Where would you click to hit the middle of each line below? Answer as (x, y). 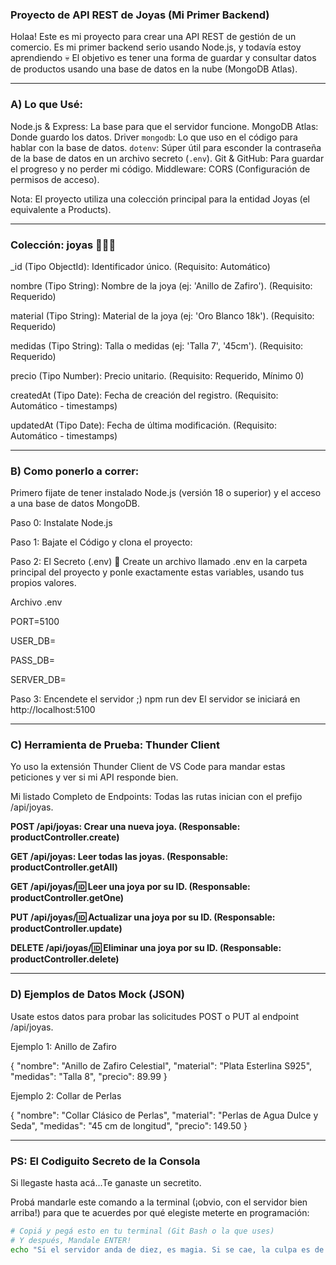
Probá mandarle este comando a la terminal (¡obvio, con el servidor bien (159, 1202)
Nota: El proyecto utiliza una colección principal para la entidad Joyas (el (160, 199)
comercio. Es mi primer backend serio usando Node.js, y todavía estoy (156, 47)
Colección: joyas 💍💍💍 (63, 245)
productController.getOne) (67, 898)
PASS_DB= (32, 660)
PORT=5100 (35, 622)
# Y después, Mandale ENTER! (71, 1240)
